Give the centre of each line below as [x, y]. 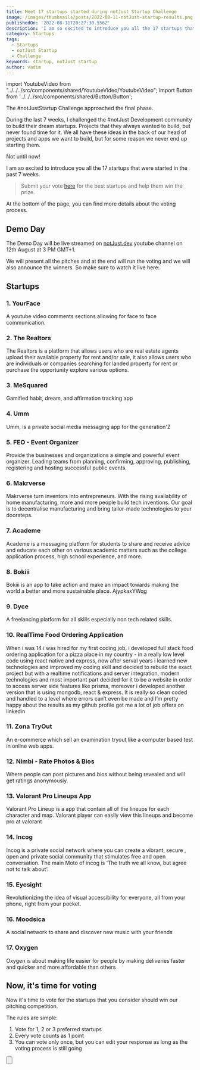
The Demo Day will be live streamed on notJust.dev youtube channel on [94, 243]
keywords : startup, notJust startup [51, 61]
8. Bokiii [18, 571]
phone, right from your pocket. [44, 904]
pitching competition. [32, 1006]
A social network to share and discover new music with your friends [89, 932]
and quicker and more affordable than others [61, 967]
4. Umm [18, 413]
